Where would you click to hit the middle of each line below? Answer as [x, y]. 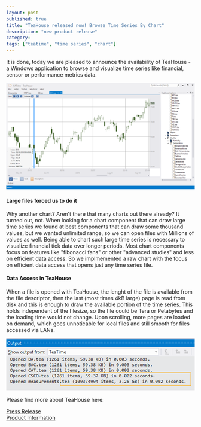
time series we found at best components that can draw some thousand [95, 227]
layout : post [22, 13]
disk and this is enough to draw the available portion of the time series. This [100, 304]
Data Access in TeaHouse [39, 279]
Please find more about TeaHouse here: [55, 399]
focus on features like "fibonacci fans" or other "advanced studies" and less [100, 252]
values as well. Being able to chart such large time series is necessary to [96, 239]
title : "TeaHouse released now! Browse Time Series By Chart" [85, 25]
